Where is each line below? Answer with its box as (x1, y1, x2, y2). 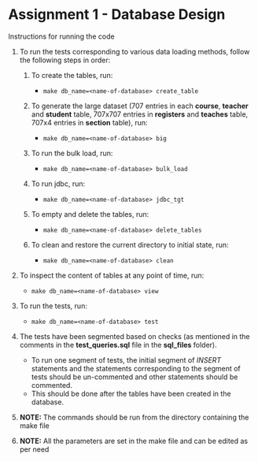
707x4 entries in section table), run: (31, 117, 148, 127)
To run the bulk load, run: (31, 148, 113, 158)
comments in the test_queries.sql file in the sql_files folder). (19, 340, 218, 349)
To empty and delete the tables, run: (31, 209, 149, 218)
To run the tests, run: (19, 301, 88, 311)
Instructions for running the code (8, 32, 116, 41)
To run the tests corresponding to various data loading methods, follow (19, 47, 250, 56)
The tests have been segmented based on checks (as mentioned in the (19, 331, 250, 341)
